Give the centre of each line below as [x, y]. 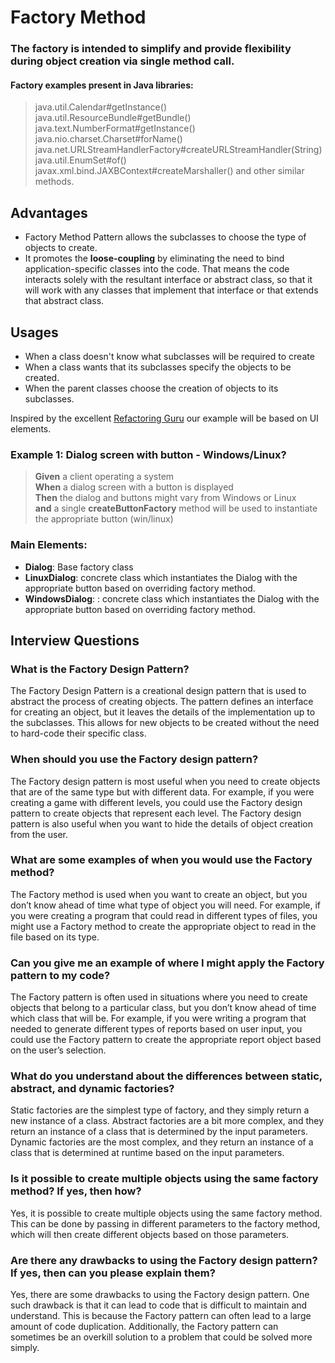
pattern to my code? [60, 975]
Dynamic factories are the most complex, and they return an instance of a [162, 1142]
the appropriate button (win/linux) [104, 519]
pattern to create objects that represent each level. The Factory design [156, 813]
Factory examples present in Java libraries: [102, 85]
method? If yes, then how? [76, 1191]
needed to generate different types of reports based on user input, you [156, 1029]
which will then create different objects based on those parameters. [150, 1234]
